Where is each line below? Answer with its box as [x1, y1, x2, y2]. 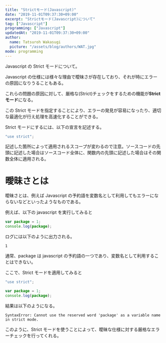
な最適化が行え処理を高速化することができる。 [5, 113, 101, 119]
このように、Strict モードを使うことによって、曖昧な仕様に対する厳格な [5, 326, 151, 332]
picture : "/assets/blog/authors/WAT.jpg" [9, 44, 97, 49]
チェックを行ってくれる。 [9, 333, 61, 339]
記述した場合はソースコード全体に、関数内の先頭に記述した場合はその [13, 150, 157, 156]
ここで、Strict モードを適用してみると [5, 269, 82, 276]
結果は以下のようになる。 [5, 303, 57, 309]
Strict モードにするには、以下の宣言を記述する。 [5, 124, 105, 130]
